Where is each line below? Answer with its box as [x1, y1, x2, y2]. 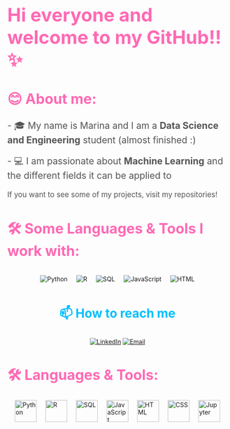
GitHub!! [146, 25, 222, 48]
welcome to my [7, 25, 143, 48]
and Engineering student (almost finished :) [7, 134, 196, 146]
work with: [7, 242, 80, 260]
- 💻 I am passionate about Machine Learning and [7, 155, 224, 167]
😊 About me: [7, 90, 96, 108]
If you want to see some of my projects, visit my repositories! [7, 189, 218, 199]
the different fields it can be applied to [7, 170, 172, 182]
